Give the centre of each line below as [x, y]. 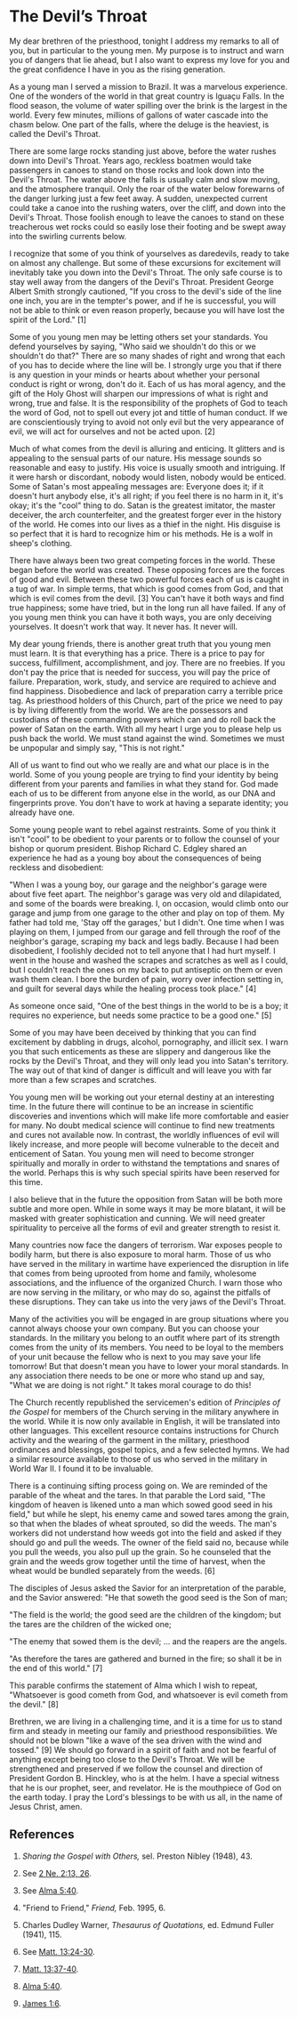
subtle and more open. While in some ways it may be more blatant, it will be [148, 1208]
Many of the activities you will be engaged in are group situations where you [149, 1319]
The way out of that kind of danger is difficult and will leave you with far [141, 1070]
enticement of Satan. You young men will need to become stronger [132, 1153]
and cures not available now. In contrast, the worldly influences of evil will [145, 1134]
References [42, 1835]
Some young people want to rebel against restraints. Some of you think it [143, 829]
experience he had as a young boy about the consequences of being [136, 858]
